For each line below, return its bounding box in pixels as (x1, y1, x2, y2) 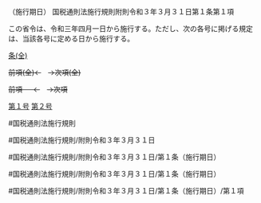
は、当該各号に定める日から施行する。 (8, 34, 134, 43)
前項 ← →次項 (8, 84, 68, 94)
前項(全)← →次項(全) (8, 68, 81, 77)
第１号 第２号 (8, 102, 53, 111)
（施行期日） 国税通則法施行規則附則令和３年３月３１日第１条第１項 (8, 7, 234, 16)
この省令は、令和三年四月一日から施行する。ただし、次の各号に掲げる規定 (8, 24, 253, 33)
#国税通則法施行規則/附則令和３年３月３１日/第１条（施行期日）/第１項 (8, 186, 244, 195)
